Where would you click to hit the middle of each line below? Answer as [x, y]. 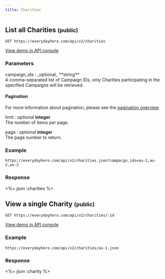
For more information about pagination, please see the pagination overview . [82, 107]
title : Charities [23, 10]
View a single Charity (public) [50, 204]
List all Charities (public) [42, 30]
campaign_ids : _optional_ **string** [42, 74]
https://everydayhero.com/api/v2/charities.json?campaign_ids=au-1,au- [81, 161]
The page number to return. [34, 137]
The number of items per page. [37, 122]
